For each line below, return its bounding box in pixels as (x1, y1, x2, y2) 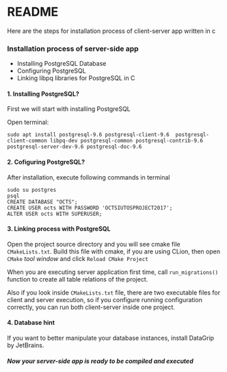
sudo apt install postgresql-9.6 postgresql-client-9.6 (7, 132, 170, 138)
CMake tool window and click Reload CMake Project (7, 254, 148, 262)
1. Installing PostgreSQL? (7, 90, 80, 98)
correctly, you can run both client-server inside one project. (7, 303, 176, 311)
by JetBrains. (7, 341, 44, 349)
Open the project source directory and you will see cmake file (7, 240, 181, 248)
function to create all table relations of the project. (7, 275, 148, 283)
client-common (7, 138, 48, 145)
